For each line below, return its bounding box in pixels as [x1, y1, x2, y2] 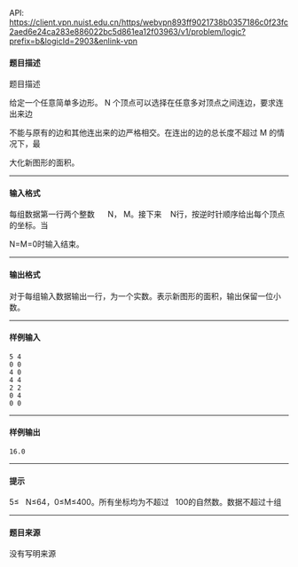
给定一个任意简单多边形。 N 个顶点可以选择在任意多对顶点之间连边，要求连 [9, 98, 284, 108]
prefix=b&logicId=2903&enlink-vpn [9, 35, 138, 46]
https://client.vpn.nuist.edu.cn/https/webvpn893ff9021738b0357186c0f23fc [9, 17, 289, 28]
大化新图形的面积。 [9, 157, 80, 168]
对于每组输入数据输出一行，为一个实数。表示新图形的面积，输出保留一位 [9, 290, 273, 301]
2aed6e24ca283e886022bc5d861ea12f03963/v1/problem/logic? [9, 27, 247, 36]
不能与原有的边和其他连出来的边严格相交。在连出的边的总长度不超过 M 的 [9, 128, 278, 138]
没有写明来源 [9, 548, 56, 559]
